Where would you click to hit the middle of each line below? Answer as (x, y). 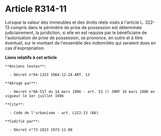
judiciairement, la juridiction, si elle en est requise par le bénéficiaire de (76, 32)
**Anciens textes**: (26, 66)
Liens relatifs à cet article (31, 57)
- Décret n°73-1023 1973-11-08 (41, 130)
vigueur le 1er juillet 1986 (34, 96)
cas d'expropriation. (25, 48)
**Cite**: (15, 104)
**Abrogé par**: (21, 83)
